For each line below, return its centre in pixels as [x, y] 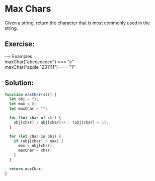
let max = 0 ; [23, 104]
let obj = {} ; [24, 99]
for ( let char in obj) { [35, 136]
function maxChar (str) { [31, 95]
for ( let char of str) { [35, 118]
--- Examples [18, 56]
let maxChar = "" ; [29, 109]
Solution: [19, 83]
